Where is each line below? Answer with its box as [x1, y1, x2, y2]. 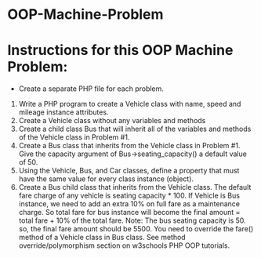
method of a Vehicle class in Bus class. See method [18, 233, 186, 242]
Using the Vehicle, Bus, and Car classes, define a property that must [18, 166, 240, 176]
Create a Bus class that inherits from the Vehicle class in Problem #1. [18, 141, 241, 151]
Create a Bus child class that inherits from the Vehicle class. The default [18, 183, 252, 192]
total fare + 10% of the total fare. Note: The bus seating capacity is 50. [18, 216, 246, 225]
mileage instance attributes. [18, 107, 109, 117]
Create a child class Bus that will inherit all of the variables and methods [18, 124, 252, 134]
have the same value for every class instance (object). [18, 174, 194, 184]
